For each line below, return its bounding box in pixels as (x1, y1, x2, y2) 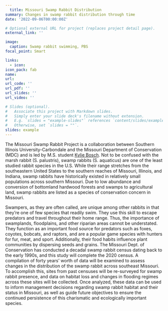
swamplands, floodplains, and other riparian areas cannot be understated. (5, 220, 158, 226)
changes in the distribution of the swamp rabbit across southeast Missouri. (5, 263, 159, 269)
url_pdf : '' (5, 86, 30, 91)
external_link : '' (5, 31, 43, 36)
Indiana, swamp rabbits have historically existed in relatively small (5, 173, 141, 179)
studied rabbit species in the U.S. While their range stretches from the (5, 163, 149, 169)
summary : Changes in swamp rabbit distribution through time (5, 12, 135, 17)
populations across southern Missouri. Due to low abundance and (5, 179, 141, 185)
